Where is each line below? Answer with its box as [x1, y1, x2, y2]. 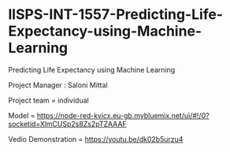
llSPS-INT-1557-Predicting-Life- [8, 6, 223, 24]
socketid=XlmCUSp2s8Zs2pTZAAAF [8, 119, 128, 128]
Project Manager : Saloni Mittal [8, 80, 108, 90]
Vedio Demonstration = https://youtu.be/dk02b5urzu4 [8, 134, 184, 143]
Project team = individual [8, 95, 89, 105]
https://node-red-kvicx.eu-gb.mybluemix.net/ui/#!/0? [36, 110, 210, 120]
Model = [8, 110, 35, 120]
